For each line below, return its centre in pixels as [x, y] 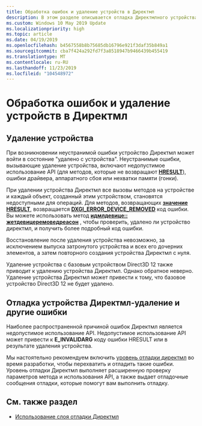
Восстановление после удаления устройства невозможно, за [86, 240]
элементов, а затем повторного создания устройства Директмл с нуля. [99, 253]
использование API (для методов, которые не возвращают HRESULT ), [96, 172]
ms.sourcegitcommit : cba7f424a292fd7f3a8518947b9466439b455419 [87, 51]
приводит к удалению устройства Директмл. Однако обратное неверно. [100, 271]
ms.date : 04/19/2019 [32, 40]
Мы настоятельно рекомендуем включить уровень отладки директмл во [100, 358]
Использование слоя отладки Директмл [67, 416]
